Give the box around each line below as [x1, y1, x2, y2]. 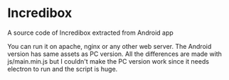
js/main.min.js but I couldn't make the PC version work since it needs [7, 57, 210, 65]
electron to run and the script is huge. [7, 64, 118, 73]
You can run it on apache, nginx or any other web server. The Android [7, 42, 212, 50]
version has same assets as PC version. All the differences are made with [7, 50, 223, 58]
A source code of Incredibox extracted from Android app [7, 28, 174, 37]
